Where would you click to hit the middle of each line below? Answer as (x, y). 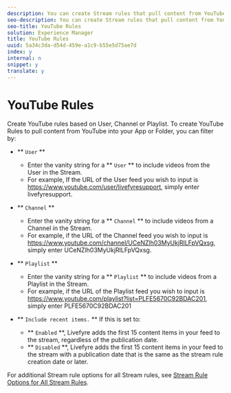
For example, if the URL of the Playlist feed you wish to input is (116, 291)
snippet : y (23, 65)
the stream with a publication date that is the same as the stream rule (125, 355)
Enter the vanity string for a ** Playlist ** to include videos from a (122, 277)
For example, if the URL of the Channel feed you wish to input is (118, 236)
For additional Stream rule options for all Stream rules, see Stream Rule (108, 375)
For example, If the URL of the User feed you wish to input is (113, 180)
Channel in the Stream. (60, 228)
